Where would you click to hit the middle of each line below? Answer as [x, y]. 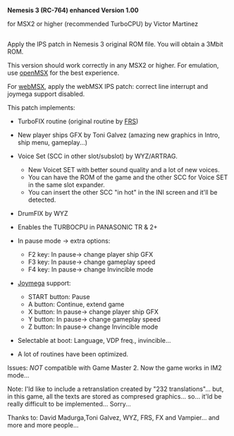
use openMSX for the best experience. [63, 73]
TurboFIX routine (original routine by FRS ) [78, 121]
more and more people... [43, 425]
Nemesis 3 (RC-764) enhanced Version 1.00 [73, 10]
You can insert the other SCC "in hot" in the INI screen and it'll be [123, 193]
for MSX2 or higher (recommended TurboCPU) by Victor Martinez [103, 24]
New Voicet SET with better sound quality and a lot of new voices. [124, 170]
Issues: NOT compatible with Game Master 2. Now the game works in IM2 [115, 368]
